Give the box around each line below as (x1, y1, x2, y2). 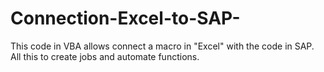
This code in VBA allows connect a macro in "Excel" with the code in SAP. (10, 40, 315, 52)
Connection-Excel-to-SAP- (10, 7, 241, 30)
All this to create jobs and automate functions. (10, 50, 200, 62)
